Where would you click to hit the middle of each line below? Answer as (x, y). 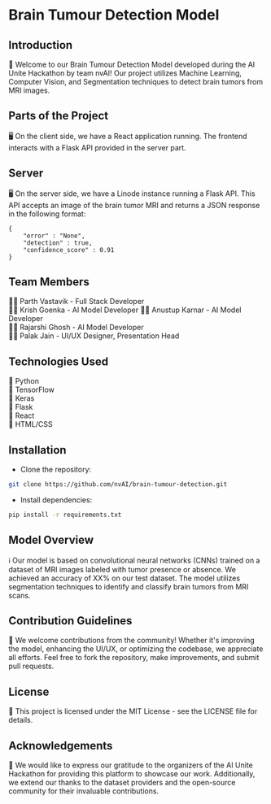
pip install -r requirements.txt (65, 515)
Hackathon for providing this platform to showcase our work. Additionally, (132, 774)
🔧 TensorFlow (32, 390)
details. (21, 720)
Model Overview (51, 540)
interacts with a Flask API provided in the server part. (97, 147)
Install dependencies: (56, 500)
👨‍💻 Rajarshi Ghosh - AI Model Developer (76, 328)
